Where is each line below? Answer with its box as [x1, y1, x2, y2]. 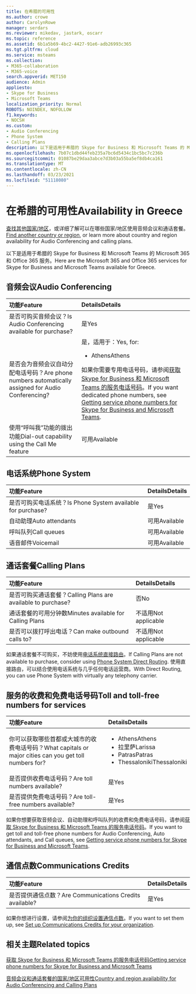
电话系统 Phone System [6, 468, 91, 478]
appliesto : [6, 85, 33, 91]
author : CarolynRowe [6, 19, 57, 25]
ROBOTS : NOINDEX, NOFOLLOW [6, 107, 72, 112]
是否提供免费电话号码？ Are [9, 793, 83, 801]
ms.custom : [6, 123, 33, 129]
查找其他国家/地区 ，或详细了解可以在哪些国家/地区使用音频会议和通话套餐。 [6, 225, 189, 232]
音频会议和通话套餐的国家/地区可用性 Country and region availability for [6, 975, 177, 982]
